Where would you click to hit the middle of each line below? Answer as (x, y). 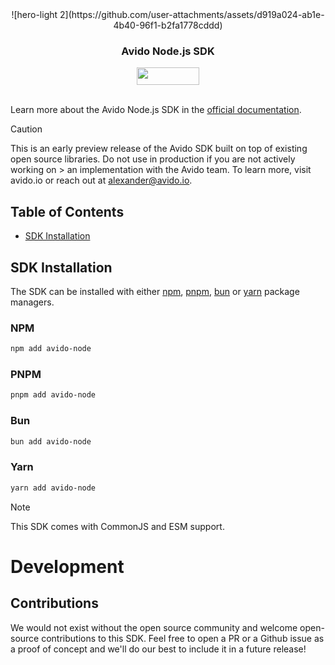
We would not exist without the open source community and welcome (154, 627)
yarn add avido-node (53, 488)
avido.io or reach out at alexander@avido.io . (101, 180)
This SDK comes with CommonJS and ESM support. (117, 526)
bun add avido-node (51, 441)
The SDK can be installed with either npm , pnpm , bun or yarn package (155, 291)
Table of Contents (67, 211)
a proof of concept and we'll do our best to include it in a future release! (158, 649)
